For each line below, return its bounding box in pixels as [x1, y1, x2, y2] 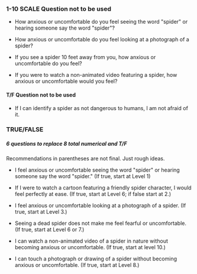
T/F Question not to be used [6, 91, 76, 98]
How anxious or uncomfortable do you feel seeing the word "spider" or [14, 18, 188, 25]
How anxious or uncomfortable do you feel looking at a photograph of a [14, 36, 189, 43]
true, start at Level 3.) [14, 208, 67, 215]
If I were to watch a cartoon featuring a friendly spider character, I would [14, 184, 192, 191]
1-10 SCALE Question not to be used [6, 5, 111, 13]
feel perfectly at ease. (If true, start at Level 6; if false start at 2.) [14, 191, 172, 198]
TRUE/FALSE [6, 125, 44, 134]
